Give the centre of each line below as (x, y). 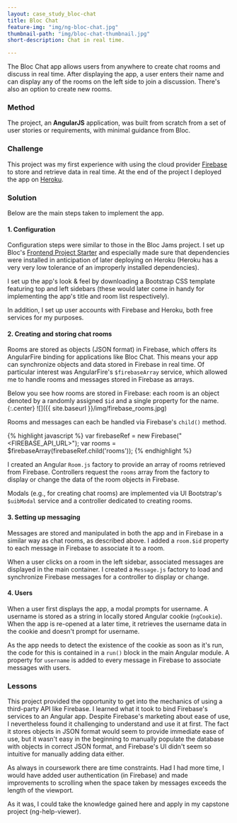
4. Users (20, 593)
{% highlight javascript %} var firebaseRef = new (79, 436)
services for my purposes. (46, 318)
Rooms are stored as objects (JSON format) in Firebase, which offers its (112, 350)
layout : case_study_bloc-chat (52, 14)
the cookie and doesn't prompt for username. (74, 631)
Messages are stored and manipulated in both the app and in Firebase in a (115, 533)
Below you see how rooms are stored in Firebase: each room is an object (114, 393)
